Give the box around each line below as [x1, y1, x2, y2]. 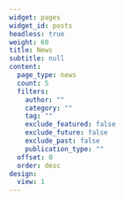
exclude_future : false [25, 128, 108, 137]
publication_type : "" [25, 144, 104, 153]
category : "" [25, 104, 73, 112]
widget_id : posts [9, 21, 73, 30]
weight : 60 [9, 37, 49, 47]
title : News [9, 46, 53, 55]
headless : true [9, 29, 65, 38]
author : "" [25, 95, 65, 104]
